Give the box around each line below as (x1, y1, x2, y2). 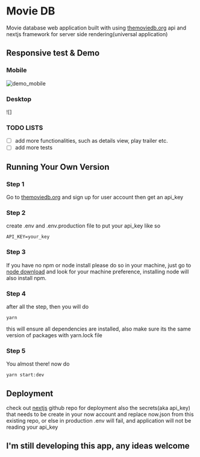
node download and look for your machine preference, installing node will (6, 268, 189, 275)
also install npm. (6, 274, 47, 281)
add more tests (14, 144, 53, 151)
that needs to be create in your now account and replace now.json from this (6, 411, 194, 418)
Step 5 (6, 346, 26, 355)
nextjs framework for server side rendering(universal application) (6, 30, 168, 37)
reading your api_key (6, 423, 58, 431)
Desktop (6, 95, 32, 103)
